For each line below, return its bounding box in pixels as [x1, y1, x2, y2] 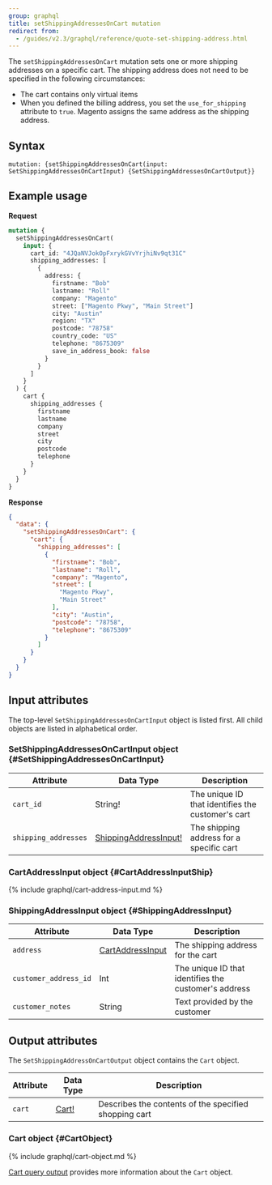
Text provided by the [174, 996, 253, 1008]
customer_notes [12, 1002, 71, 1012]
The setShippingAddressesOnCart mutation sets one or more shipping [8, 57, 239, 66]
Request [8, 211, 38, 220]
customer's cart [189, 808, 251, 820]
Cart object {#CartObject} [8, 1133, 113, 1145]
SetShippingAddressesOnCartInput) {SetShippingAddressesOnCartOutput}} [8, 168, 255, 176]
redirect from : [8, 27, 60, 35]
